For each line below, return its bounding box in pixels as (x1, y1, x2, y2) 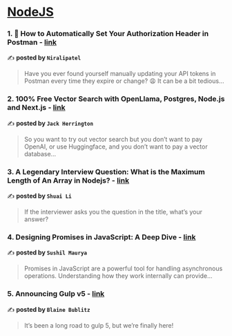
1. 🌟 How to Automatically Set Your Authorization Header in (7, 29, 209, 39)
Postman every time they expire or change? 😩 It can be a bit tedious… (23, 77, 224, 85)
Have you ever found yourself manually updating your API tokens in (23, 70, 216, 78)
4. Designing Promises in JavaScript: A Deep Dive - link (7, 232, 196, 242)
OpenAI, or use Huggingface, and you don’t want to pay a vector (23, 142, 209, 151)
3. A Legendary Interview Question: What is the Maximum (7, 167, 205, 176)
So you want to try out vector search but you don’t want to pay (23, 135, 202, 143)
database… (23, 149, 57, 158)
